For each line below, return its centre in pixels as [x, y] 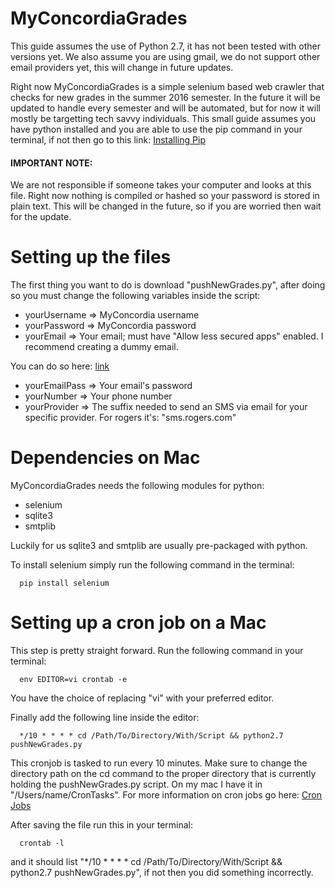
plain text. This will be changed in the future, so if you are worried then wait [166, 206]
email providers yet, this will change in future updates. [122, 67]
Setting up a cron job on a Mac [138, 623]
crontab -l [42, 843]
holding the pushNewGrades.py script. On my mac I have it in [136, 784]
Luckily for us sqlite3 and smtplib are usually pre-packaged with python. [159, 546]
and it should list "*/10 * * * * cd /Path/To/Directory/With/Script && [146, 861]
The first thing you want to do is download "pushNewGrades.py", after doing [168, 285]
